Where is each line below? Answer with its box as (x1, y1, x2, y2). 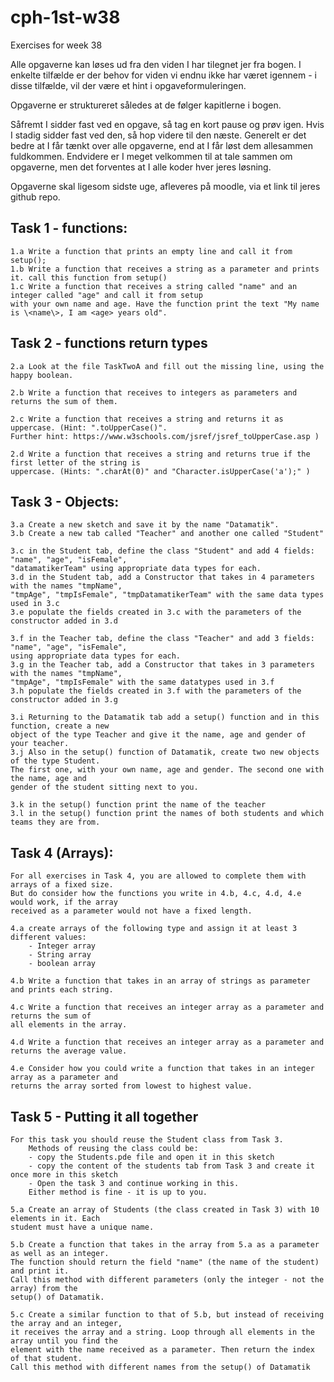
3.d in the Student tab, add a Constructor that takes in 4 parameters (10, 572, 315, 583)
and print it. (10, 1266, 70, 1276)
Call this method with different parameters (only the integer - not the (10, 1275, 325, 1285)
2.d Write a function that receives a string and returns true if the (10, 449, 311, 459)
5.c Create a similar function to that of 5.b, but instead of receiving (10, 1310, 325, 1320)
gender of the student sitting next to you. (10, 782, 199, 793)
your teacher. (10, 739, 70, 749)
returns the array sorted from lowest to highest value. (10, 1081, 253, 1091)
